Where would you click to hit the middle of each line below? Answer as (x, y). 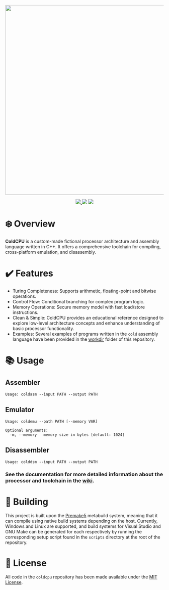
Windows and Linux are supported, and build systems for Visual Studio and (83, 526)
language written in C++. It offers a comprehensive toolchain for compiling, (83, 246)
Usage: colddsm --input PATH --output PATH (52, 462)
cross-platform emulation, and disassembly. (51, 252)
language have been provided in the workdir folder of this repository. (84, 339)
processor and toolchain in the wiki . (50, 481)
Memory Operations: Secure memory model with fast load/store (78, 307)
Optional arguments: (27, 430)
